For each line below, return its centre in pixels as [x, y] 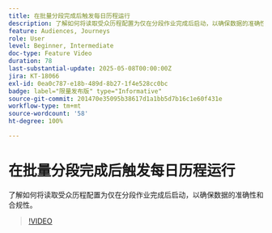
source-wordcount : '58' [49, 114]
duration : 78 [30, 61]
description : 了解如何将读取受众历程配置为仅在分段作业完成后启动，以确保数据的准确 [134, 23]
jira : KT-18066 [34, 76]
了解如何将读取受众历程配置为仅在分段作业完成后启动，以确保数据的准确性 [132, 194]
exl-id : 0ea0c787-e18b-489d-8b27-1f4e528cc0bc [88, 83]
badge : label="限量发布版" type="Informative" [85, 91]
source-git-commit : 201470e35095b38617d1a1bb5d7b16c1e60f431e [115, 99]
